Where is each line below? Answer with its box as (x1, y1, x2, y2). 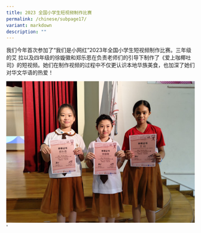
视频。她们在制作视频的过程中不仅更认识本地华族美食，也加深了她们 (26, 62, 195, 69)
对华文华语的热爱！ (6, 69, 54, 76)
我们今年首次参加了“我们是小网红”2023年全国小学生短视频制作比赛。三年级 (6, 47, 191, 54)
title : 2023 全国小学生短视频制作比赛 (6, 10, 92, 16)
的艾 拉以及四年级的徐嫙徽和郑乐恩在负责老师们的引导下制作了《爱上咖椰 (6, 54, 186, 61)
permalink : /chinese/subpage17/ (6, 16, 87, 22)
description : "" (6, 29, 47, 35)
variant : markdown (6, 22, 52, 28)
